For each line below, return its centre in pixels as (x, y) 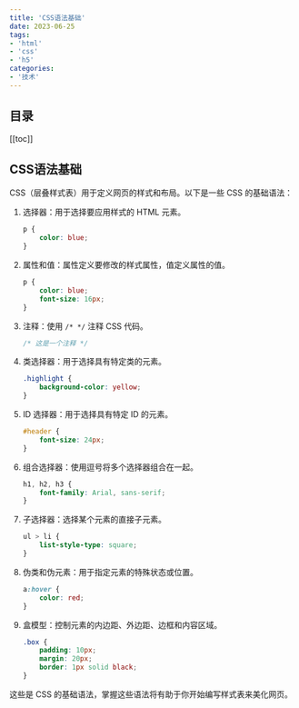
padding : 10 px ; (68, 651)
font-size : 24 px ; (72, 440)
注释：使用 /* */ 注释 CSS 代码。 (85, 326)
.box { (35, 642)
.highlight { (47, 379)
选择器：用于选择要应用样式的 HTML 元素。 (104, 212)
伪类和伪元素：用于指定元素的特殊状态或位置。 (110, 572)
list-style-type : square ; (89, 545)
